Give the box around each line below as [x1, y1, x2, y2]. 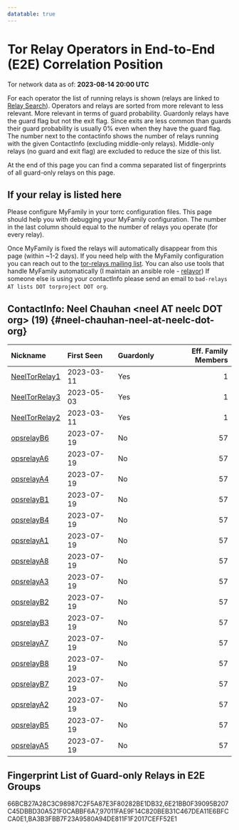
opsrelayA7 [11, 638, 49, 648]
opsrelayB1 [11, 495, 50, 505]
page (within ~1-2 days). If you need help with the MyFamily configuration [7, 252, 224, 260]
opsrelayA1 [11, 536, 49, 545]
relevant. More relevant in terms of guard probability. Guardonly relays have [7, 108, 229, 118]
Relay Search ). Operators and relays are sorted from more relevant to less [7, 101, 224, 110]
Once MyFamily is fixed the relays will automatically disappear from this [7, 244, 218, 253]
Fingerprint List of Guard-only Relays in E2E [7, 769, 206, 782]
